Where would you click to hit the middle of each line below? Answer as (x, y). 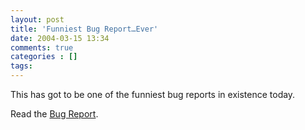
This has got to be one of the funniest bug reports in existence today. (153, 94)
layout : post (37, 19)
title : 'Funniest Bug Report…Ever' (84, 29)
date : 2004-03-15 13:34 (60, 38)
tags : (21, 66)
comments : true (42, 47)
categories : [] (44, 57)
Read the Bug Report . (54, 114)
